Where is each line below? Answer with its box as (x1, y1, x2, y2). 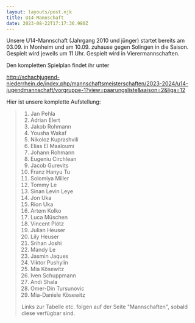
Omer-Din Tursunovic (30, 285, 85, 293)
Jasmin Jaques (30, 252, 69, 260)
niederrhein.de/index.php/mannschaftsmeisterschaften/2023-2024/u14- (6, 80, 189, 87)
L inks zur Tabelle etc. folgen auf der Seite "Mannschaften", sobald (21, 303, 188, 311)
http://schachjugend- (6, 74, 60, 81)
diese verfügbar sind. (21, 310, 76, 317)
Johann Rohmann (30, 149, 75, 156)
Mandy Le (30, 246, 56, 254)
